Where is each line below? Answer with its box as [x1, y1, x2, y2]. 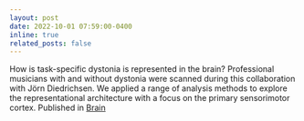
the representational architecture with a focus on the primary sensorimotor [9, 93, 290, 104]
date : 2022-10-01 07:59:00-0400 [9, 22, 132, 31]
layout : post [9, 13, 59, 23]
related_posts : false [9, 38, 92, 48]
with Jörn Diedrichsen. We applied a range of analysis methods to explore [9, 83, 288, 94]
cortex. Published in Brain [9, 102, 107, 114]
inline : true [9, 30, 59, 39]
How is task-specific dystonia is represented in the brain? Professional [9, 64, 275, 75]
